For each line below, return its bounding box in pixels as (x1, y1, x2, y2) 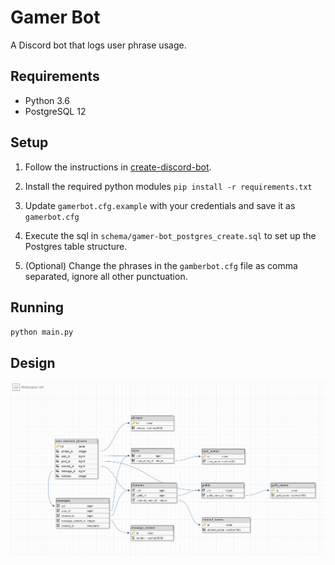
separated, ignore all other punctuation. (24, 270, 188, 282)
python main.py (10, 327, 74, 338)
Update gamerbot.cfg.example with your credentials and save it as (24, 199, 296, 211)
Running (10, 299, 65, 316)
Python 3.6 (24, 94, 70, 106)
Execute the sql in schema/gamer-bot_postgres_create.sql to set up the (24, 229, 317, 241)
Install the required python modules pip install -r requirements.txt (24, 180, 313, 192)
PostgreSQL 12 (24, 105, 87, 117)
